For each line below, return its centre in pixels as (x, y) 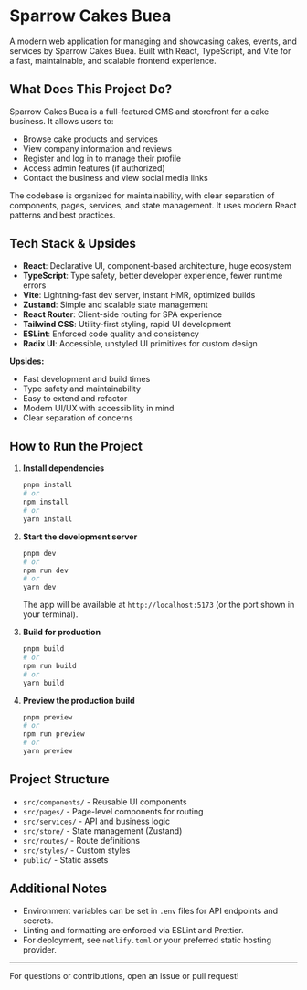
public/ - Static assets (65, 859)
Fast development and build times (86, 378)
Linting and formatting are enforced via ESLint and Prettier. (133, 930)
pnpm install (48, 485)
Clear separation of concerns (78, 418)
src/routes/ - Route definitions (81, 840)
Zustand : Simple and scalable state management (115, 304)
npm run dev (45, 570)
